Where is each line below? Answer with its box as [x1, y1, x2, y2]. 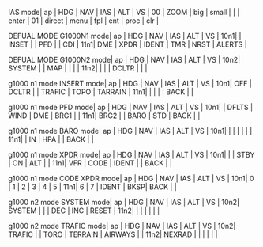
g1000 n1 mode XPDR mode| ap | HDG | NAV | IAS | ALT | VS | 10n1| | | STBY [8, 150, 255, 159]
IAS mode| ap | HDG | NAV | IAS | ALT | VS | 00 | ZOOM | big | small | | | [8, 8, 240, 17]
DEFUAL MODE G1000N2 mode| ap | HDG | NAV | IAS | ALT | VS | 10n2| [8, 55, 241, 64]
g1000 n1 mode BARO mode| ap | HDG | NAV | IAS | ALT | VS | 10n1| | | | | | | [8, 127, 253, 135]
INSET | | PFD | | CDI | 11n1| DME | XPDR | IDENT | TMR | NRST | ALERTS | [8, 40, 247, 49]
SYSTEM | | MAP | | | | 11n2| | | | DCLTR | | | [8, 63, 148, 73]
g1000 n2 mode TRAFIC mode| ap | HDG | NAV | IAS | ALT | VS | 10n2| [8, 222, 236, 230]
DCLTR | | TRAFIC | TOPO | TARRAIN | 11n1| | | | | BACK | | [8, 87, 194, 97]
